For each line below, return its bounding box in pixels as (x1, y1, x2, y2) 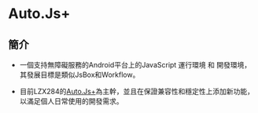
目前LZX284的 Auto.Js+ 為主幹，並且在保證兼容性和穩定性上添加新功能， (19, 87, 254, 96)
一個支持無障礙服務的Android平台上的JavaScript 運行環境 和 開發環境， (19, 60, 252, 69)
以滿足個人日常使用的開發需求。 (19, 97, 123, 106)
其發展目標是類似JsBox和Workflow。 (19, 70, 140, 79)
